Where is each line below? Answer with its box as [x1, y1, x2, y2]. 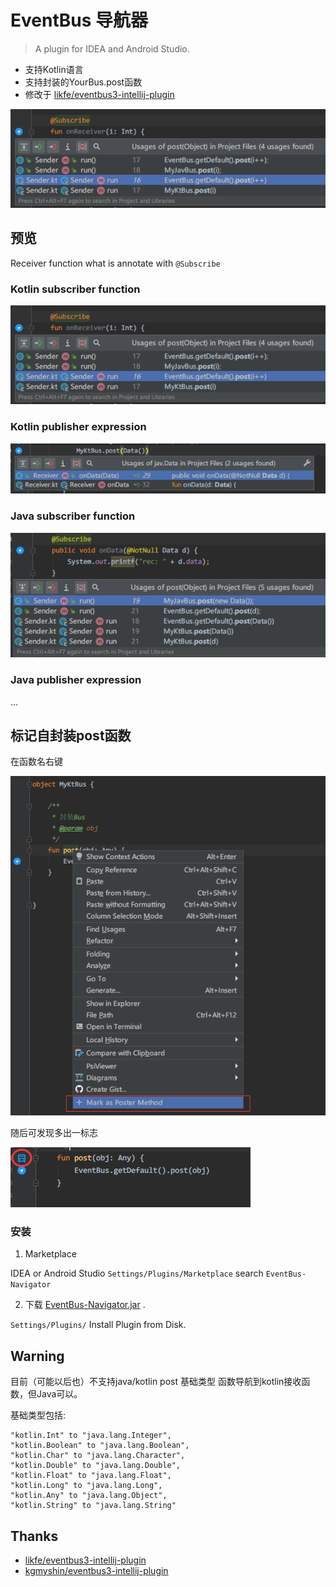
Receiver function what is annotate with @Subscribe [10, 257, 221, 269]
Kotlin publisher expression [10, 420, 147, 434]
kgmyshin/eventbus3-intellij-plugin [24, 1565, 169, 1577]
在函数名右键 [10, 756, 63, 768]
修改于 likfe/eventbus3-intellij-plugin [24, 88, 175, 100]
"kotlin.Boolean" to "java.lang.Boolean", [10, 1441, 190, 1451]
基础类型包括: [10, 1409, 67, 1421]
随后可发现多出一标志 [10, 1127, 98, 1139]
